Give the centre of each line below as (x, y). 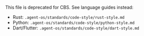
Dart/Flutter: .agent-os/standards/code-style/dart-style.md (76, 28)
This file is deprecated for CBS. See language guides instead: (69, 7)
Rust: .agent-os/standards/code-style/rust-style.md (69, 17)
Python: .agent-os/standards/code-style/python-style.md (74, 23)
